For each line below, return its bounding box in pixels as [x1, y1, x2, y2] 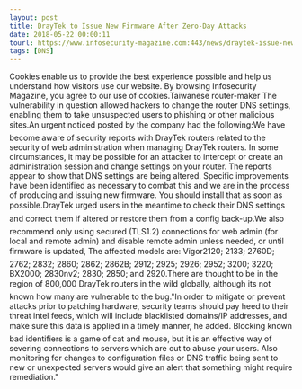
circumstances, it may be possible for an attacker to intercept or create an [9, 152, 284, 163]
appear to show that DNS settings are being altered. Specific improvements [9, 171, 289, 181]
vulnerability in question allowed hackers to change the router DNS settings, [9, 100, 291, 111]
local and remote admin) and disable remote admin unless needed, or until [9, 235, 285, 247]
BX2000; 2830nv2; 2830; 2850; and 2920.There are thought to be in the [9, 269, 279, 279]
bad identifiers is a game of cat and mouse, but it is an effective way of [9, 333, 272, 344]
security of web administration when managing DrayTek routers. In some [9, 142, 279, 153]
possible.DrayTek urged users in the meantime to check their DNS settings [9, 199, 286, 211]
